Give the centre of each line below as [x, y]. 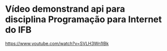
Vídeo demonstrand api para [65, 9]
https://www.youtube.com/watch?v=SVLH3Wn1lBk [57, 43]
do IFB [18, 30]
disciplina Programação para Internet [83, 19]
